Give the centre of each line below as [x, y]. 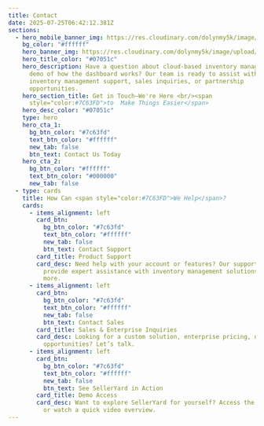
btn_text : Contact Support [87, 249]
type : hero [40, 118]
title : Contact [33, 15]
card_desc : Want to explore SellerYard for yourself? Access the [146, 403]
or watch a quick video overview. [99, 410]
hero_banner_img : [51, 52]
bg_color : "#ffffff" [56, 45]
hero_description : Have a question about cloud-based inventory [130, 67]
